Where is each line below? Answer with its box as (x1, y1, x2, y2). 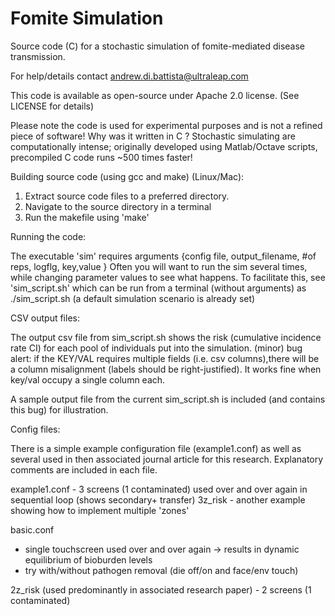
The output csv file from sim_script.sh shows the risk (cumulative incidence (10, 331, 322, 343)
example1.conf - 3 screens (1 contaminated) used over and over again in (10, 483, 308, 495)
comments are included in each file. (10, 463, 158, 476)
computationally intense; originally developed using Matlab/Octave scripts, (10, 140, 318, 152)
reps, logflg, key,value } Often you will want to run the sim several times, (10, 260, 308, 272)
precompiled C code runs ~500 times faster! (10, 151, 193, 163)
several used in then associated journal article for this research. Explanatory (10, 453, 324, 465)
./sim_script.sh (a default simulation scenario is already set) (10, 292, 256, 304)
